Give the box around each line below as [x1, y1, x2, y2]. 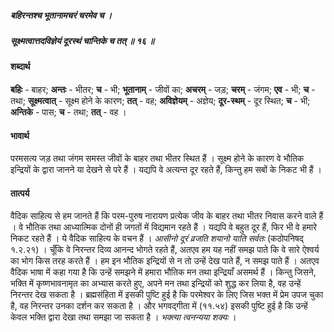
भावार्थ [10, 129, 30, 141]
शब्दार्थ [10, 61, 31, 73]
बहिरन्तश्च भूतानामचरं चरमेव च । [10, 9, 113, 21]
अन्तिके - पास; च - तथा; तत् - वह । [10, 106, 127, 118]
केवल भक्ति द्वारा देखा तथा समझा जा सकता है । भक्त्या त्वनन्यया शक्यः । [10, 311, 237, 323]
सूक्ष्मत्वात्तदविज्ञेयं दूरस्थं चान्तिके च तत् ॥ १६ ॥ [10, 34, 155, 46]
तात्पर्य [10, 187, 30, 199]
